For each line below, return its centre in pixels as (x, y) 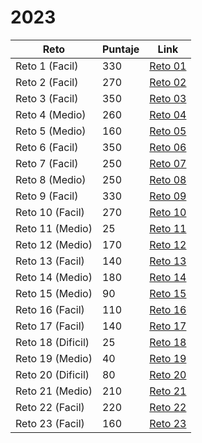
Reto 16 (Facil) (50, 309)
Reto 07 (168, 163)
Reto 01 (168, 66)
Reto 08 (168, 179)
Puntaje (120, 49)
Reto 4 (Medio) (51, 114)
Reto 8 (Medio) (51, 179)
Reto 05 (168, 131)
